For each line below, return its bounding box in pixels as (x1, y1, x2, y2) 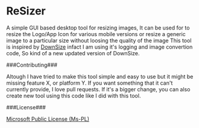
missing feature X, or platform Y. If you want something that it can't (6, 79, 173, 87)
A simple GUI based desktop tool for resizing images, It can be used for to (6, 24, 190, 31)
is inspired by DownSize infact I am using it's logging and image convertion (6, 43, 193, 50)
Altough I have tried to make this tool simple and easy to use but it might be (6, 73, 194, 80)
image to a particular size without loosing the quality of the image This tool (6, 37, 192, 44)
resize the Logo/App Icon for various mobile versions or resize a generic (6, 30, 186, 37)
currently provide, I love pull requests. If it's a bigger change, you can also (6, 85, 191, 93)
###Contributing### (6, 61, 58, 69)
